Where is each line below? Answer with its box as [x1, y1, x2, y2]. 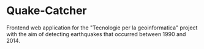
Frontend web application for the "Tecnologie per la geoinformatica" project [6, 24, 198, 31]
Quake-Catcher [6, 4, 87, 18]
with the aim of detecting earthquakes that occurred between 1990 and [6, 30, 186, 37]
